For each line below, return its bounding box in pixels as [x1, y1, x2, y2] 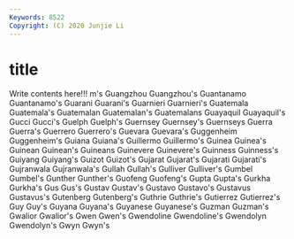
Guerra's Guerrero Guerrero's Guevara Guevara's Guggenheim [9, 126, 237, 137]
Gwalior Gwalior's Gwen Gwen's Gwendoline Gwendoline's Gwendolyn [9, 211, 267, 221]
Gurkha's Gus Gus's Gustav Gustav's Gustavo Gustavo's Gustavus [9, 182, 252, 193]
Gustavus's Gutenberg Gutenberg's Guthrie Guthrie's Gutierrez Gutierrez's [9, 192, 281, 203]
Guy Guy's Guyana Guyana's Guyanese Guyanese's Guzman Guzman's [9, 201, 269, 212]
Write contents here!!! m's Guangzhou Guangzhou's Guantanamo [9, 89, 247, 99]
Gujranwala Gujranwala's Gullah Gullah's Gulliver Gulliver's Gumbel [9, 164, 253, 174]
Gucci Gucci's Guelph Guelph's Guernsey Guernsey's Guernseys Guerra [9, 117, 274, 127]
